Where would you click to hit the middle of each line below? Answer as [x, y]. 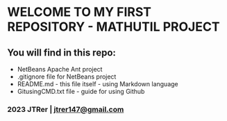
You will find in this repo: [62, 53]
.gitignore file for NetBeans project [67, 76]
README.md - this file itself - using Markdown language [98, 84]
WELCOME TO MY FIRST [79, 12]
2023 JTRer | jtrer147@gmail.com [66, 109]
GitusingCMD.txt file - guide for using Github [81, 91]
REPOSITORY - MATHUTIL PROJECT [113, 27]
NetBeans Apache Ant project [60, 69]
